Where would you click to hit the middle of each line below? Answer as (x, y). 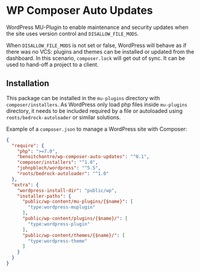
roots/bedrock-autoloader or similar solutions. (64, 117)
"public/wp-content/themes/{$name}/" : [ (73, 235)
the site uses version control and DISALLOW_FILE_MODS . (73, 33)
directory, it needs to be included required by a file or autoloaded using (94, 111)
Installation (28, 84)
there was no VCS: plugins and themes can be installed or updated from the (100, 51)
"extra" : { (25, 185)
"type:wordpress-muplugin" (62, 207)
